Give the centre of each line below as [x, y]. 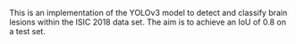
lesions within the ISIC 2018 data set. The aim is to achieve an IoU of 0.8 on [148, 22]
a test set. [28, 31]
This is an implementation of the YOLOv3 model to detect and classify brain [148, 13]
